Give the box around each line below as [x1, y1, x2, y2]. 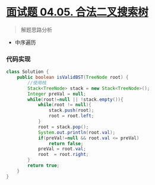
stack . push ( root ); [48, 107, 94, 113]
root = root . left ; [48, 113, 94, 119]
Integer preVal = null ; [27, 91, 86, 97]
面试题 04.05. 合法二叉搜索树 [6, 5, 148, 19]
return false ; [48, 141, 84, 146]
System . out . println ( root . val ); [37, 129, 116, 135]
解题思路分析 [20, 26, 52, 33]
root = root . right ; [37, 152, 89, 158]
